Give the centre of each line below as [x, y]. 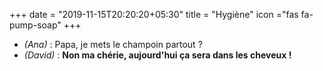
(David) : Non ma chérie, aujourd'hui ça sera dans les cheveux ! [157, 55]
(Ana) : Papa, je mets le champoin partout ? [113, 44]
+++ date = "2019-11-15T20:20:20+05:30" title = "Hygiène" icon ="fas [154, 14]
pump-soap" [35, 25]
